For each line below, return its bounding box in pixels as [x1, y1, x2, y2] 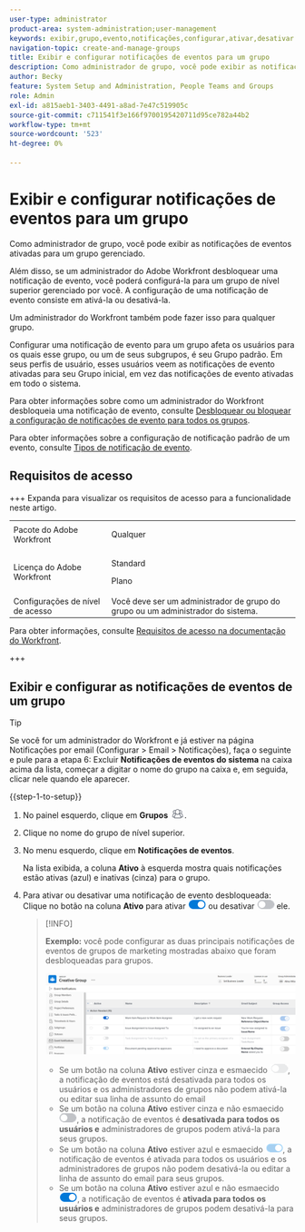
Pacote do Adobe [13, 524, 79, 535]
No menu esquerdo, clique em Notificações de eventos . [22, 845, 234, 856]
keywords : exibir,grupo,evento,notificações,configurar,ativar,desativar [9, 34, 295, 43]
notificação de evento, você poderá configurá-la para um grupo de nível [9, 275, 280, 286]
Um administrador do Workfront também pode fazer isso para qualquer [9, 311, 276, 322]
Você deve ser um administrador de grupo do [111, 596, 280, 606]
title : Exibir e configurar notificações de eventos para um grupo [9, 53, 271, 63]
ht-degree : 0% [9, 139, 64, 149]
